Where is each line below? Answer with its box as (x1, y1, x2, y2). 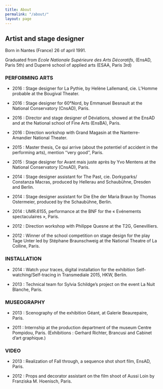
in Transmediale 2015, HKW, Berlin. (57, 272, 128, 278)
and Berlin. (12, 184, 34, 190)
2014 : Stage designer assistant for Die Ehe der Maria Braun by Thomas (12, 194, 156, 200)
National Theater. (33, 135, 67, 141)
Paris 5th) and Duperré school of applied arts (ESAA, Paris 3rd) (5, 62, 132, 68)
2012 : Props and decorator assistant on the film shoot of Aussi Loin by (12, 373, 155, 379)
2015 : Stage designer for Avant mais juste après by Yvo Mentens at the (12, 159, 156, 165)
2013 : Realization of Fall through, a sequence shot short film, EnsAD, (12, 359, 151, 364)
